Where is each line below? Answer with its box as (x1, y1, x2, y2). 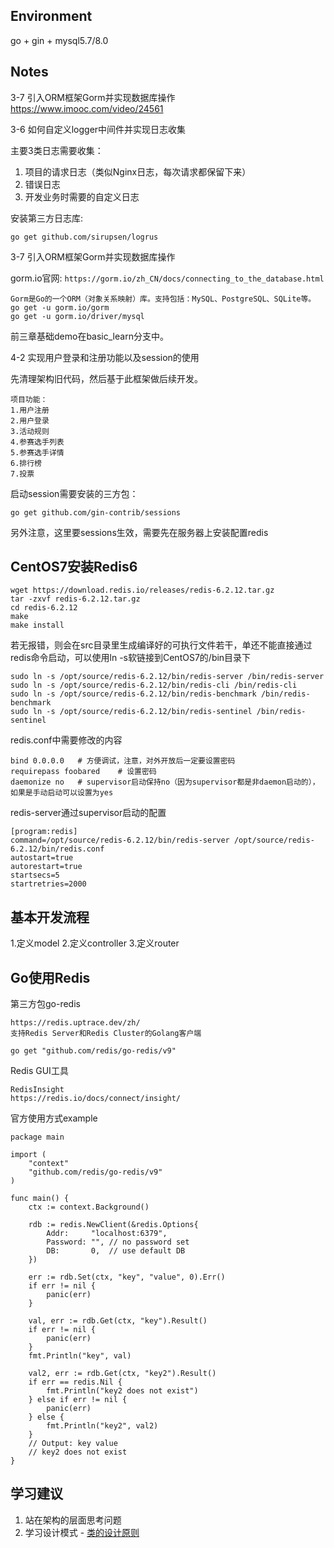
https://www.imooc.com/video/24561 (10, 102, 164, 114)
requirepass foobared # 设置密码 (10, 767, 157, 777)
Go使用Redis (10, 969, 91, 986)
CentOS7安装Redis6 (10, 559, 138, 576)
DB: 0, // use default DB (46, 1246, 186, 1256)
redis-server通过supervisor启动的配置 (10, 807, 167, 819)
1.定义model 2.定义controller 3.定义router (10, 937, 180, 949)
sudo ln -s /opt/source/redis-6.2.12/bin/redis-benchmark (10, 689, 257, 699)
